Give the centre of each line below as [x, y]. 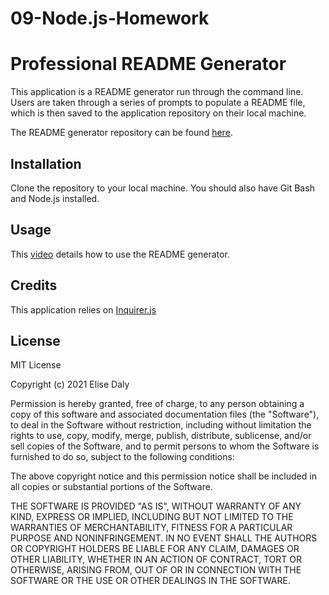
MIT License [36, 365]
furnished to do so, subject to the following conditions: [122, 457]
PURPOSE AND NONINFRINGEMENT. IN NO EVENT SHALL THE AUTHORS [164, 538]
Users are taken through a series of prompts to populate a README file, [158, 103]
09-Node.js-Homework [110, 18]
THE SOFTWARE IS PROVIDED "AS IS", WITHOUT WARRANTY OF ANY [156, 506]
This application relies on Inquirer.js [83, 309]
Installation [46, 163]
